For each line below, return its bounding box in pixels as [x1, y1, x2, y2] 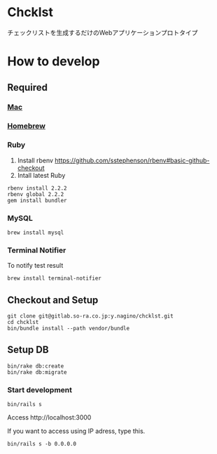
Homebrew [7, 121, 45, 131]
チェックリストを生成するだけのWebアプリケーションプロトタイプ [7, 28, 198, 37]
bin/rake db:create [7, 363, 64, 370]
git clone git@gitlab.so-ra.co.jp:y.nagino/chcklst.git [7, 313, 174, 320]
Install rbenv [17, 156, 54, 164]
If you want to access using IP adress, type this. [7, 427, 146, 436]
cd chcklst [7, 319, 39, 326]
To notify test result [7, 261, 64, 270]
